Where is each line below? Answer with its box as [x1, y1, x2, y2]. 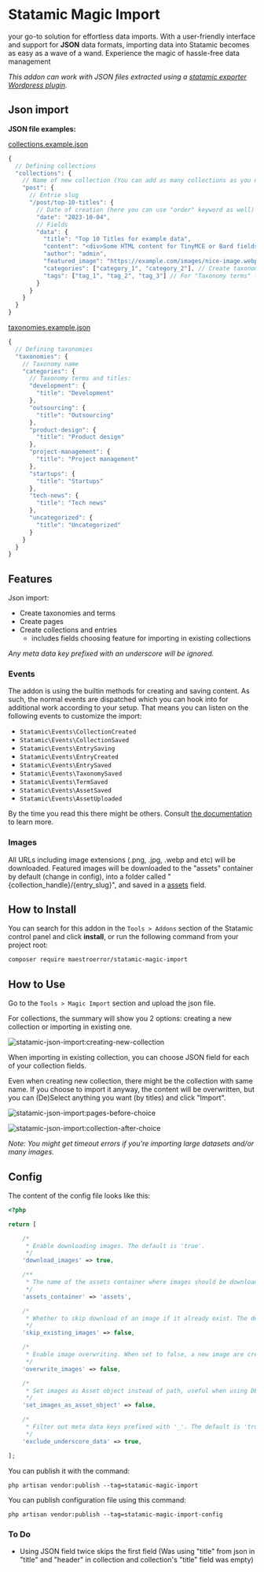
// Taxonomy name [22, 360, 79, 368]
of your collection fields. [8, 1061, 87, 1071]
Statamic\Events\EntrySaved [19, 762, 112, 770]
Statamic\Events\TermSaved [19, 779, 108, 786]
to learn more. [8, 817, 53, 827]
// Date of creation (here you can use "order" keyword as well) [36, 206, 255, 214]
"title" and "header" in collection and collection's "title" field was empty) [19, 1555, 254, 1564]
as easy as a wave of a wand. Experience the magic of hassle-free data [8, 48, 240, 58]
